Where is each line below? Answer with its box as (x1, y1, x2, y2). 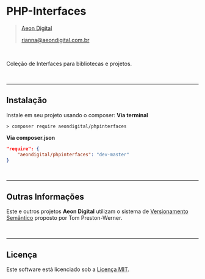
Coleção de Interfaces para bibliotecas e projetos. (6, 60, 132, 67)
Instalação (6, 95, 48, 106)
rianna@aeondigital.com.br (21, 36, 90, 43)
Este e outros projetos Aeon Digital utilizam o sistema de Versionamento (6, 208, 189, 215)
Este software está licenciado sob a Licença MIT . (6, 266, 130, 273)
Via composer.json (6, 134, 56, 141)
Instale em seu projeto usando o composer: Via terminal (6, 111, 148, 118)
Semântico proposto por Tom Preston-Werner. (6, 214, 123, 222)
